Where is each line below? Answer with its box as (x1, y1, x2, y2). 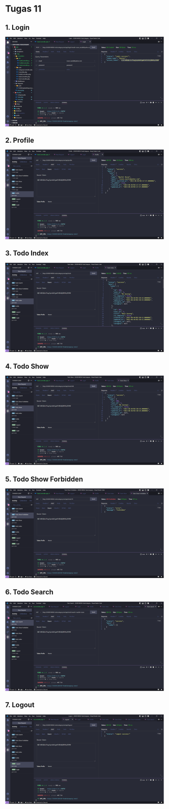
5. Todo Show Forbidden (5, 475, 83, 483)
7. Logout (5, 701, 35, 709)
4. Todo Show (5, 362, 49, 371)
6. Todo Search (5, 588, 54, 597)
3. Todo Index (5, 249, 49, 258)
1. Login (5, 23, 30, 32)
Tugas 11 (5, 3, 42, 15)
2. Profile (5, 136, 34, 144)
